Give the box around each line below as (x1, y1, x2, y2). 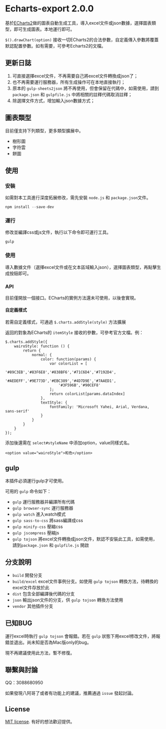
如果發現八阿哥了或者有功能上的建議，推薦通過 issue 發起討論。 (5, 690, 136, 696)
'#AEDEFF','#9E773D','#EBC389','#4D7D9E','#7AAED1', (5, 378, 116, 384)
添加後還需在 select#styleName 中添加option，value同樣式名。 (5, 440, 132, 446)
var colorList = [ (49, 361, 88, 366)
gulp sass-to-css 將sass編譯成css (12, 517, 83, 523)
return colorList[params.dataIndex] (49, 392, 125, 397)
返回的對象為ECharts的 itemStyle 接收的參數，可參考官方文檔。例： (5, 330, 144, 336)
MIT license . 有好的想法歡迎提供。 (5, 719, 75, 725)
